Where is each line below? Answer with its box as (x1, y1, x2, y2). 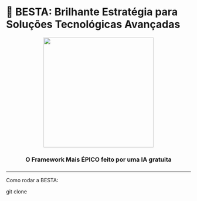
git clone (6, 188, 28, 195)
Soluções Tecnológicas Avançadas (6, 18, 181, 31)
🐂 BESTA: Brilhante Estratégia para (6, 5, 178, 19)
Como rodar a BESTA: (6, 176, 59, 183)
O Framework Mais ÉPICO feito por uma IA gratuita (25, 155, 172, 163)
